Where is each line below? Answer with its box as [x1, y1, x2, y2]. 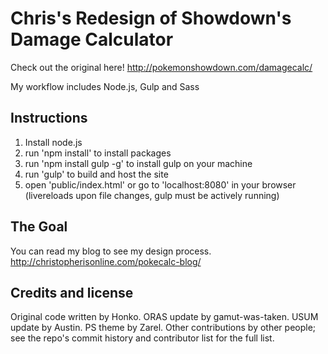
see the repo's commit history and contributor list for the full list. [10, 332, 275, 344]
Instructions [10, 110, 88, 127]
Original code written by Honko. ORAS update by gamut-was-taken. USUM [10, 311, 319, 323]
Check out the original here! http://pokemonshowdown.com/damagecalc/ [10, 61, 313, 73]
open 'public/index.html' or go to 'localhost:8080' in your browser [24, 178, 297, 191]
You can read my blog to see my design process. [10, 245, 212, 257]
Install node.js [24, 136, 83, 148]
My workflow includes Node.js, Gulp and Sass [10, 80, 200, 92]
